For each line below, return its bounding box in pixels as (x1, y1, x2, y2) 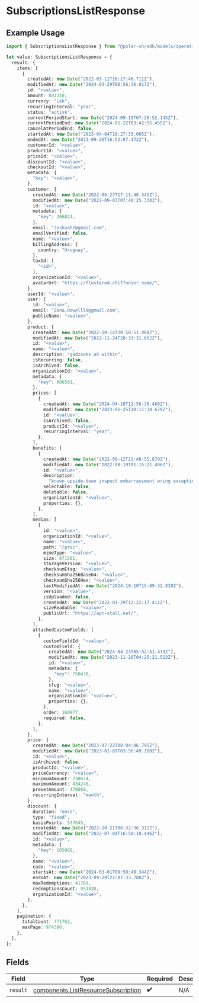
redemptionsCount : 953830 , (32, 886, 99, 892)
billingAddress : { (32, 241, 78, 247)
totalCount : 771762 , (21, 919, 73, 925)
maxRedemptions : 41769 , (32, 880, 92, 886)
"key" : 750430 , (53, 671, 92, 677)
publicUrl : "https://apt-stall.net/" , (43, 610, 139, 617)
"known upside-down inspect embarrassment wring (48, 478, 171, 484)
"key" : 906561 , (37, 379, 76, 385)
